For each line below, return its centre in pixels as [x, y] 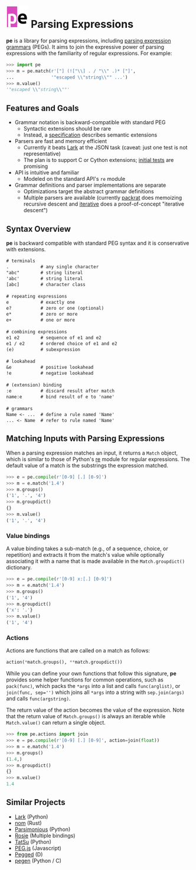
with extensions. [26, 249]
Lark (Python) [31, 817]
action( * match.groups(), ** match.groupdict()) [64, 662]
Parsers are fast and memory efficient [61, 141]
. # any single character [53, 267]
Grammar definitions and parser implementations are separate [90, 185]
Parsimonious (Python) [43, 829]
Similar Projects [36, 802]
